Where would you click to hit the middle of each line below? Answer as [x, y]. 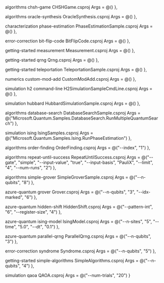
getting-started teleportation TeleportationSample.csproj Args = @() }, [76, 69]
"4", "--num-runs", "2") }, [31, 168]
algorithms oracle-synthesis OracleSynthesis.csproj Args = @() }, [71, 16]
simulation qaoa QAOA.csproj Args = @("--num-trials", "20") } [68, 275]
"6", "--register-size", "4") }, [34, 212]
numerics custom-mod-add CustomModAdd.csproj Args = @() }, [71, 79]
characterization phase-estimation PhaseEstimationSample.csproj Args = [79, 26]
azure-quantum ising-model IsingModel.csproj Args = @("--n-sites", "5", [79, 221]
